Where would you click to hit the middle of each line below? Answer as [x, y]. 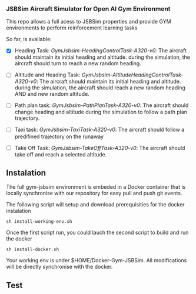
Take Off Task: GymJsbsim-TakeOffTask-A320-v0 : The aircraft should [100, 148]
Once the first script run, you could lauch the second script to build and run [97, 233]
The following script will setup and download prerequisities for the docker [95, 205]
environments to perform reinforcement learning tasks [72, 28]
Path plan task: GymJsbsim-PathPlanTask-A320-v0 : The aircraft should [102, 105]
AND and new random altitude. [52, 94]
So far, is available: [29, 39]
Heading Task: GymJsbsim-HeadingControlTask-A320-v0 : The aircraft [101, 51]
